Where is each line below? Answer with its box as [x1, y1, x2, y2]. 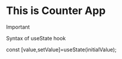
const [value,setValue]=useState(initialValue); [6, 46, 117, 53]
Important [6, 23, 30, 30]
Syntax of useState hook [6, 34, 66, 41]
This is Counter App [6, 4, 106, 18]
